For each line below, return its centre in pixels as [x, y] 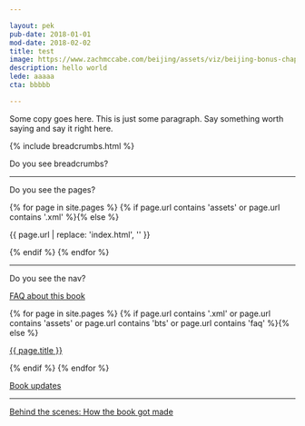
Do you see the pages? [53, 189]
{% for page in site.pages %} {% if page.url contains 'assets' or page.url [145, 207]
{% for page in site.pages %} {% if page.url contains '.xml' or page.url [140, 313]
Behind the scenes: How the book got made [92, 411]
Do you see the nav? [48, 278]
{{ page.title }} [36, 350]
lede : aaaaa [32, 77]
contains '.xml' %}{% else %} [64, 217]
